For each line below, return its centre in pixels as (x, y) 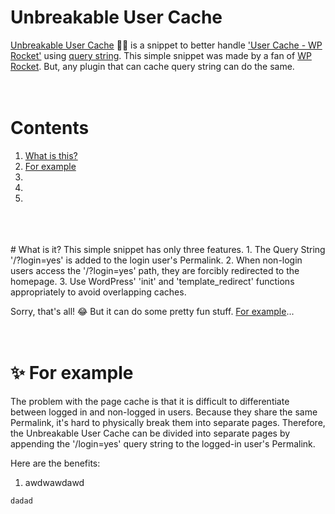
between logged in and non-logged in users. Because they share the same (164, 412)
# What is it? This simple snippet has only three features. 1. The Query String (168, 249)
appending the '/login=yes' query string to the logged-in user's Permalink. (163, 443)
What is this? (51, 155)
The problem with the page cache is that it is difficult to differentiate (150, 401)
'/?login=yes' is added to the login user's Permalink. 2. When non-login (156, 260)
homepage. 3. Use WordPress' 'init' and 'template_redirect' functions (152, 281)
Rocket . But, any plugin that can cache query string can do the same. (152, 66)
